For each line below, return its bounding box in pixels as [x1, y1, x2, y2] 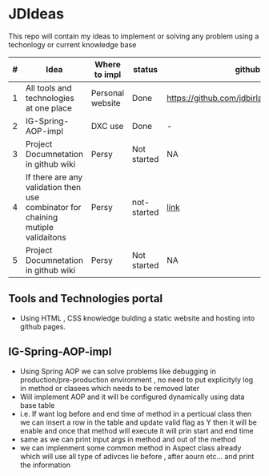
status [133, 63, 159, 75]
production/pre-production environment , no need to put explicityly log [19, 374, 254, 385]
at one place [25, 102, 72, 113]
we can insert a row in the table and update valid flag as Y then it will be [19, 418, 258, 427]
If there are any [25, 171, 82, 183]
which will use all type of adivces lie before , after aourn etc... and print [19, 451, 255, 461]
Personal [90, 87, 125, 99]
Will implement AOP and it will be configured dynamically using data [19, 392, 245, 401]
